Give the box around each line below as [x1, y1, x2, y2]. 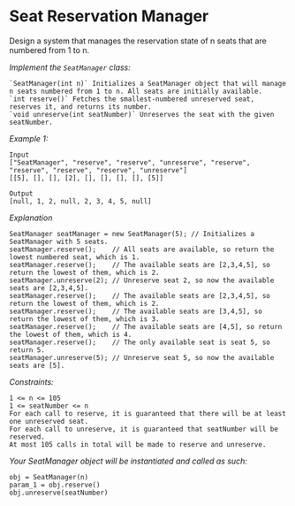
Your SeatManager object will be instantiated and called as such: [9, 456, 247, 466]
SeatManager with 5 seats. [9, 237, 109, 246]
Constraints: [9, 376, 55, 387]
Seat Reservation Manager [9, 6, 209, 27]
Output [9, 188, 34, 198]
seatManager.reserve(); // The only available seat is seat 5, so [9, 338, 271, 347]
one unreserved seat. [9, 417, 89, 425]
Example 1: [9, 133, 49, 143]
